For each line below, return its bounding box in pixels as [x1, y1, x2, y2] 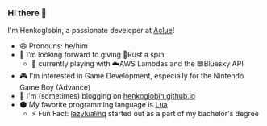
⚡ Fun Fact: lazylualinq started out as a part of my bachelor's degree [31, 109, 260, 119]
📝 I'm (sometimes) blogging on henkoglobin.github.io [19, 91, 196, 101]
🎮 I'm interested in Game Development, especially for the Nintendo [19, 71, 244, 81]
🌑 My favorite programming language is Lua [19, 100, 168, 110]
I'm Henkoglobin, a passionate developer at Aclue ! [7, 26, 175, 36]
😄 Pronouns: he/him [19, 41, 88, 51]
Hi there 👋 [7, 7, 48, 19]
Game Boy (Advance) [19, 82, 91, 92]
